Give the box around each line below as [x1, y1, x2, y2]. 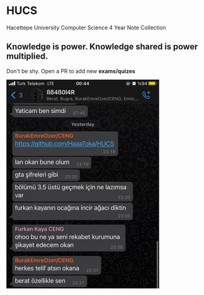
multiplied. [6, 51, 48, 62]
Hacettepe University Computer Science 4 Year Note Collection [6, 24, 166, 31]
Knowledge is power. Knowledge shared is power [6, 42, 199, 52]
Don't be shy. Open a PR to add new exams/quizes [6, 67, 136, 75]
